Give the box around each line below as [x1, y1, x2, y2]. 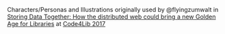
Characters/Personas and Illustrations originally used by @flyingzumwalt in [7, 6, 219, 13]
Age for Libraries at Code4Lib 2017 [7, 20, 106, 27]
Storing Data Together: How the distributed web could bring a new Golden [7, 13, 216, 21]
